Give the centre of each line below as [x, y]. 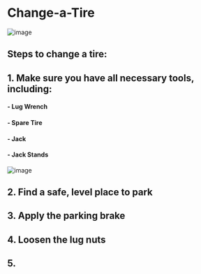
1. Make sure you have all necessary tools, [100, 78]
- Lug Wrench [28, 107]
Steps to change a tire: [57, 54]
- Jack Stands [28, 154]
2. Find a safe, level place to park [80, 193]
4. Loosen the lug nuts [57, 239]
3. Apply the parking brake [66, 216]
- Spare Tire [25, 122]
